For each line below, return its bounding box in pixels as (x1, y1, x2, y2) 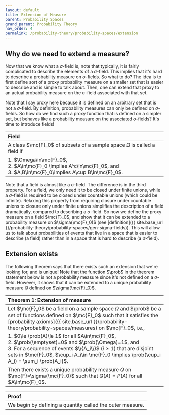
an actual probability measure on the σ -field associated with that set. (5, 89, 148, 96)
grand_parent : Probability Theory (5, 21, 78, 27)
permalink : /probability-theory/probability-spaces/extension (5, 31, 138, 36)
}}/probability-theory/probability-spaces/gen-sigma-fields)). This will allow (5, 224, 160, 230)
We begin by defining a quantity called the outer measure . (8, 401, 144, 408)
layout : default (5, 7, 39, 13)
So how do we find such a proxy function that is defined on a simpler (19, 110, 162, 116)
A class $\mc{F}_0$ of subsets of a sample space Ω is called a (8, 141, 155, 148)
